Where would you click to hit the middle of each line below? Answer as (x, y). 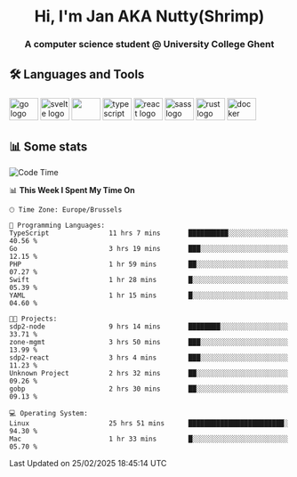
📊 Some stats (48, 146)
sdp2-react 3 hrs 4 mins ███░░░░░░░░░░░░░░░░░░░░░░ (149, 358)
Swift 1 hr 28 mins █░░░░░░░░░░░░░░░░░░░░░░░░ (149, 280)
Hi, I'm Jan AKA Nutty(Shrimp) (149, 16)
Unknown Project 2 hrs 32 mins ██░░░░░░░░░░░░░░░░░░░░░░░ (149, 374)
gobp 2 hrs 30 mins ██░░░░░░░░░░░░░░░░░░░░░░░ (149, 389)
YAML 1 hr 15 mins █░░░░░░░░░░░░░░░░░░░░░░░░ (149, 295)
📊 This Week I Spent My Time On (72, 190)
